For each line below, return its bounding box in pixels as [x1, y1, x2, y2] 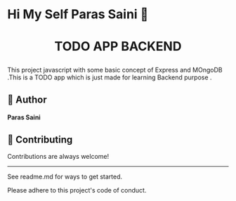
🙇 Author [7, 93, 47, 105]
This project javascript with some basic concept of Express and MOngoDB [7, 66, 223, 74]
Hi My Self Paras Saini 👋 [7, 6, 149, 22]
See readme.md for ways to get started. [7, 172, 123, 181]
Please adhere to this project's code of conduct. [7, 186, 147, 195]
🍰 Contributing [7, 134, 73, 145]
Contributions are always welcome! [7, 153, 110, 161]
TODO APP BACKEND [54, 39, 182, 55]
